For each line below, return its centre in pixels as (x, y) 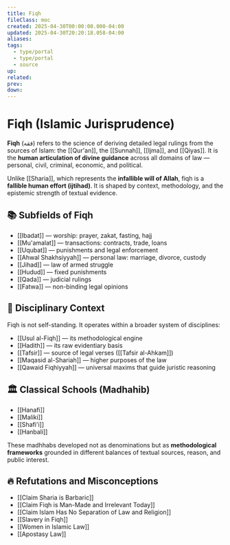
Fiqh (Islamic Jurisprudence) (91, 124)
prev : (15, 84)
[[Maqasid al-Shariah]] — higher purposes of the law (92, 360)
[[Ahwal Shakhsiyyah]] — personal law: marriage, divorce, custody (112, 257)
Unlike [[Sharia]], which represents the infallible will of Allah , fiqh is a (106, 179)
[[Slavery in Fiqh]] (43, 520)
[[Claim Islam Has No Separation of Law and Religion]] (94, 512)
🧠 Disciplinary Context (56, 308)
